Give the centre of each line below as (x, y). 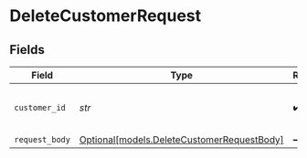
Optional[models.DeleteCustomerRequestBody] (182, 140)
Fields (27, 50)
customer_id (40, 107)
